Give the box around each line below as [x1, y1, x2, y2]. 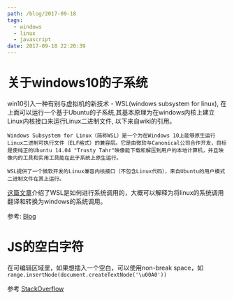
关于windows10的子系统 [7, 75, 148, 91]
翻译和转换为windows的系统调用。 [7, 197, 107, 205]
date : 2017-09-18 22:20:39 [7, 43, 86, 50]
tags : [7, 17, 23, 24]
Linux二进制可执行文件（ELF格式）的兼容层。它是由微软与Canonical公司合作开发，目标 [7, 139, 227, 147]
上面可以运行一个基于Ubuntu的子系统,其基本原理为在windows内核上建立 [7, 108, 215, 116]
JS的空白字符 [7, 239, 84, 255]
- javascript [13, 36, 52, 43]
